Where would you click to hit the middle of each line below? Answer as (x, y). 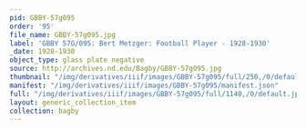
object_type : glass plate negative (77, 60)
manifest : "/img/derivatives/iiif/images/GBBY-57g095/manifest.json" (144, 85)
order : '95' (32, 26)
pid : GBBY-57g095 (42, 18)
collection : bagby (44, 111)
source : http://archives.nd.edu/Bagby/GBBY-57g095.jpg (116, 69)
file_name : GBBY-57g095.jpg (63, 35)
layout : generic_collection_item (73, 102)
